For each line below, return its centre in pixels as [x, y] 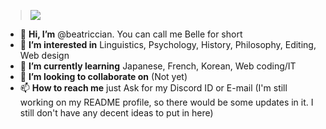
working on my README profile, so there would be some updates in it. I [166, 102]
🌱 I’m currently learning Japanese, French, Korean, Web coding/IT [158, 66]
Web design [44, 55]
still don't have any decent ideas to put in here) [116, 113]
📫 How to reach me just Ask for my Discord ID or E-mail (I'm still [153, 88]
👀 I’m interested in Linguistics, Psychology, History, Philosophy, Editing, [168, 44]
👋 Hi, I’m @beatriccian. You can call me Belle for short [131, 34]
